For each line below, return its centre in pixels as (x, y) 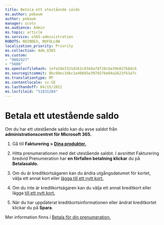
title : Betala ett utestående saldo (42, 10)
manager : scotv (21, 23)
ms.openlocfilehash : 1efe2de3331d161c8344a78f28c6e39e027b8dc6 (71, 69)
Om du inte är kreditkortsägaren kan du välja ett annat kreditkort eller (82, 188)
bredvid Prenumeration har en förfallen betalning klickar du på (76, 158)
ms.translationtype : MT (29, 78)
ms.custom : (16, 55)
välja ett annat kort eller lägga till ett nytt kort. (58, 179)
